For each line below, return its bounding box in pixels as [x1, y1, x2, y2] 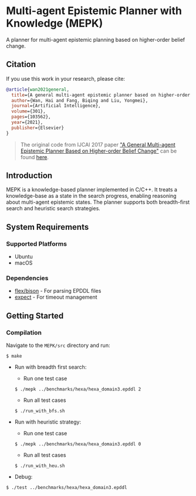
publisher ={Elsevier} [11, 125, 65, 131]
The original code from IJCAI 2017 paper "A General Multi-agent [20, 141, 176, 148]
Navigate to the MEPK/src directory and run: [6, 342, 110, 349]
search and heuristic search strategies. [6, 205, 101, 212]
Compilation [6, 328, 42, 336]
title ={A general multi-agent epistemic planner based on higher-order [11, 92, 191, 98]
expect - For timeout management [14, 293, 98, 301]
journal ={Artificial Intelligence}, [11, 103, 101, 109]
